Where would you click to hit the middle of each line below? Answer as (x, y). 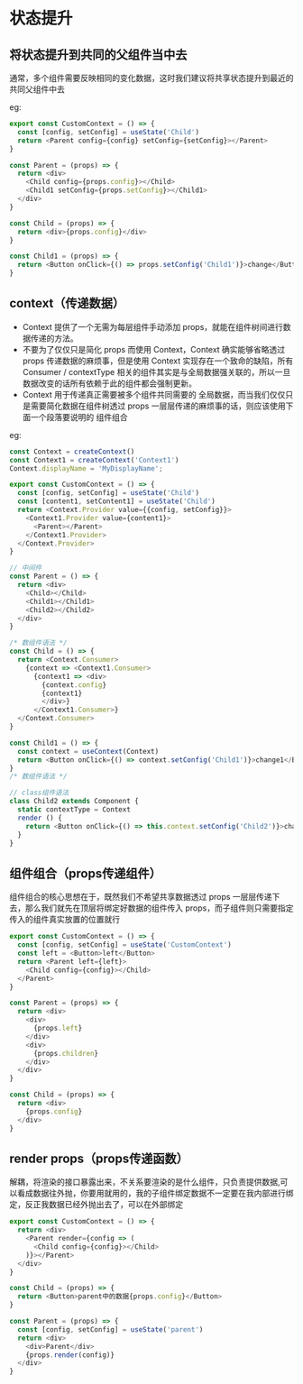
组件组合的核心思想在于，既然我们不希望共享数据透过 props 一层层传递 (141, 897)
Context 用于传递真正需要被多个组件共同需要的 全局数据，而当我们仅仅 (154, 394)
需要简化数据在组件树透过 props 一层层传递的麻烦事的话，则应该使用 (158, 406)
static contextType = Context (74, 810)
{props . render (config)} (70, 1355)
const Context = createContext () (72, 452)
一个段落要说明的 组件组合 (79, 417)
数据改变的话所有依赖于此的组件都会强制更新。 (109, 383)
